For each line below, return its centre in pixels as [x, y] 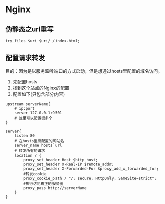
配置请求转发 [25, 58]
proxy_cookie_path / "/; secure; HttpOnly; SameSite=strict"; [90, 178]
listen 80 [25, 136]
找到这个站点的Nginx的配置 [41, 88]
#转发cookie [35, 174]
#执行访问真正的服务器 [43, 184]
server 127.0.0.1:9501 [38, 113]
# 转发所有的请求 [30, 151]
